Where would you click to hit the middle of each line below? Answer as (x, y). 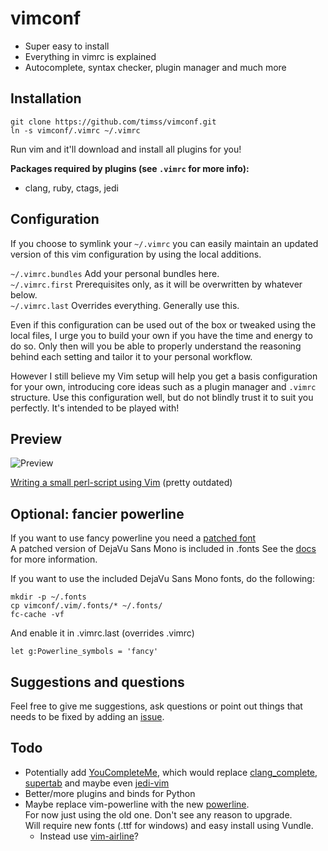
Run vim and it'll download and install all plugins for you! (126, 149)
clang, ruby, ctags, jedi (71, 188)
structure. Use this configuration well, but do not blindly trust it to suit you (162, 397)
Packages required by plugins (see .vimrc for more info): (130, 168)
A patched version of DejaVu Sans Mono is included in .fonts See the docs (163, 549)
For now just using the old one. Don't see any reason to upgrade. (158, 814)
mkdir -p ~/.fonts (48, 597)
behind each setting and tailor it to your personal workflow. (131, 356)
